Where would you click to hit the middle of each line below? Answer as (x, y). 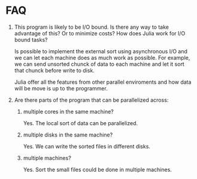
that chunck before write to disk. (54, 70)
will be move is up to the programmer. (61, 88)
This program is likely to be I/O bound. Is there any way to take (91, 27)
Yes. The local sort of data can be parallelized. (81, 123)
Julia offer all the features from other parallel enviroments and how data (103, 82)
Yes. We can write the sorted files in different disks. (87, 146)
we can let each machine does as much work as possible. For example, (102, 57)
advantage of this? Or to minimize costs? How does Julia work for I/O (100, 33)
